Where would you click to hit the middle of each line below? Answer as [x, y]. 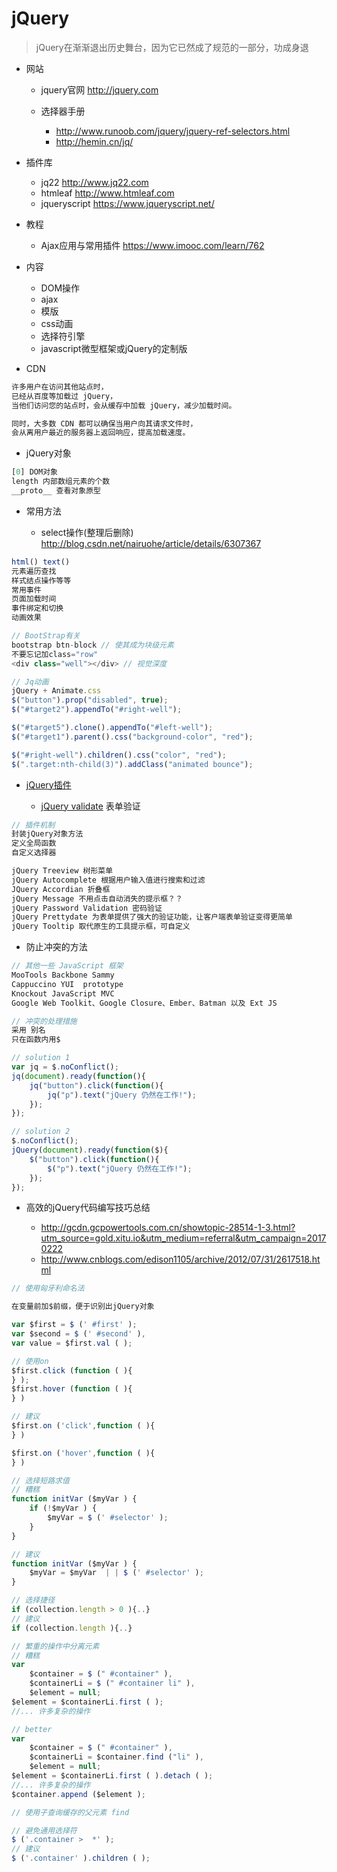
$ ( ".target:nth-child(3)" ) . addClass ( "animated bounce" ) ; [132, 764]
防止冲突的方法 [56, 947]
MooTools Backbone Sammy [63, 975]
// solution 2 [41, 1132]
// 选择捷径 [33, 1600]
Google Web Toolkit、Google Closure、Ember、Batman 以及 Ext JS [144, 1003]
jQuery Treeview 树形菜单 [62, 871]
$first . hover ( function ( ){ [72, 1389]
